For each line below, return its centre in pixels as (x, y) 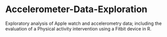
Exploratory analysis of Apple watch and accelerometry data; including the (83, 23)
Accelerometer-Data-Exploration (76, 9)
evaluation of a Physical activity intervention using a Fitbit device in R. (78, 28)
